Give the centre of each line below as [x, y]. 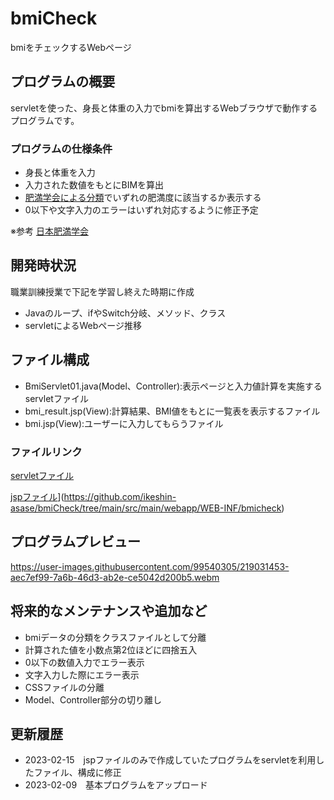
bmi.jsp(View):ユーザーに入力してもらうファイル [124, 423]
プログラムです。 [45, 120]
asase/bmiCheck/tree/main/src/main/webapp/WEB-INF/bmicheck [146, 508]
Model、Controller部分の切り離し [93, 699]
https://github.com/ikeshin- [120, 496]
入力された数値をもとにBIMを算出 [94, 185]
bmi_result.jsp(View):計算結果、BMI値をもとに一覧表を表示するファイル [172, 411]
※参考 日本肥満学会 [49, 231]
